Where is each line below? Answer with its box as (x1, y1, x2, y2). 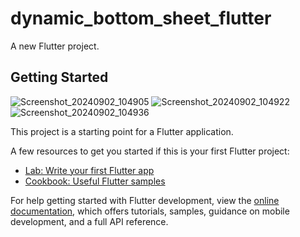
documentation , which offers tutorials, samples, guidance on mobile (10, 205, 290, 217)
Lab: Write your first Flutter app (24, 164, 155, 176)
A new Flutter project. (10, 40, 100, 52)
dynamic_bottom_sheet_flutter (10, 7, 272, 30)
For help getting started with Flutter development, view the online (10, 194, 280, 206)
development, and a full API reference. (10, 215, 169, 227)
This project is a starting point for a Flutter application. (10, 125, 234, 137)
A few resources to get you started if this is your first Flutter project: (10, 145, 290, 157)
